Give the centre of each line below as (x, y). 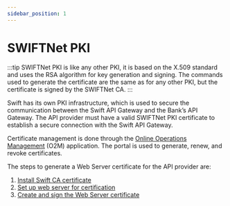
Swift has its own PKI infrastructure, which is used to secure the (98, 103)
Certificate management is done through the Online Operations (97, 138)
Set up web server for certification (66, 187)
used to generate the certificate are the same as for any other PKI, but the (113, 82)
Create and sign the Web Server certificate (78, 194)
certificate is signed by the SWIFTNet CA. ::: (70, 89)
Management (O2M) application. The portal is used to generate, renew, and (115, 146)
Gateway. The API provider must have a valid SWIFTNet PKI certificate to (111, 117)
